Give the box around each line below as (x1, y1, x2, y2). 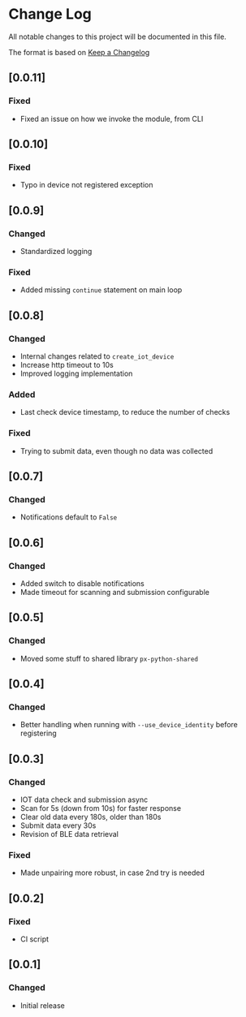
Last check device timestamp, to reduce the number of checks (19, 407, 231, 417)
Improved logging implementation (19, 368, 133, 378)
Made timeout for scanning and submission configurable (19, 587, 209, 597)
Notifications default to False (19, 512, 118, 522)
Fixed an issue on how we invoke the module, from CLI (19, 114, 204, 123)
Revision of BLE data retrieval (19, 830, 119, 839)
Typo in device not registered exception (19, 180, 153, 190)
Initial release (19, 1000, 65, 1011)
